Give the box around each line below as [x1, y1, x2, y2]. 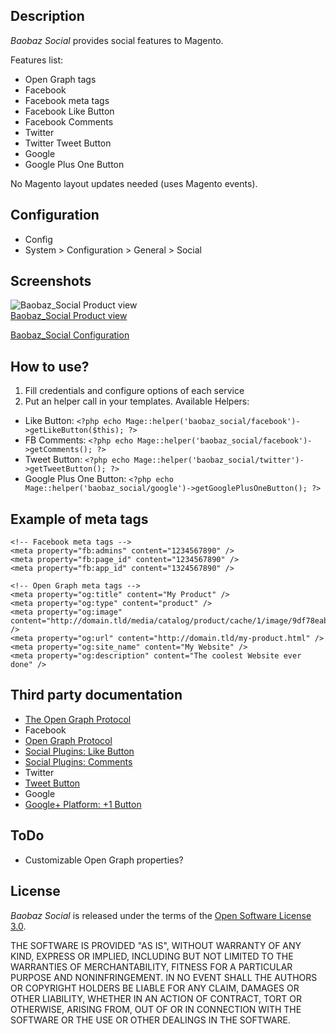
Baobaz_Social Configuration [10, 329, 130, 341]
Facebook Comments [24, 115, 114, 128]
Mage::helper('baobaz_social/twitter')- [133, 455, 305, 466]
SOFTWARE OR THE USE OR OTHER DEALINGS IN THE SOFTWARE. [10, 1014, 291, 1026]
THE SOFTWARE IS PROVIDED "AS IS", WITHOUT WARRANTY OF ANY [10, 939, 302, 951]
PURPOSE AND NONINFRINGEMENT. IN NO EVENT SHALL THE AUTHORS [10, 971, 318, 983]
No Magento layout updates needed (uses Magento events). [10, 177, 258, 189]
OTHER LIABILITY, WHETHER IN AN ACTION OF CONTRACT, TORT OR [10, 992, 302, 1004]
